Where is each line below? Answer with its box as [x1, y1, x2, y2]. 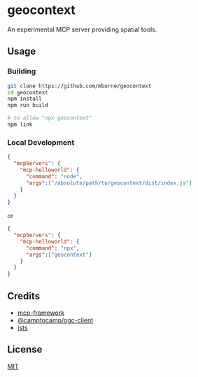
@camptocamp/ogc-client [17, 315, 94, 324]
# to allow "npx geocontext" [7, 115, 92, 122]
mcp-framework [17, 308, 65, 317]
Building [7, 66, 36, 76]
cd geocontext [7, 89, 49, 96]
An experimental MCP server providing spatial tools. [7, 25, 157, 34]
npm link [7, 121, 33, 128]
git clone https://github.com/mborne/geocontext [7, 83, 152, 90]
